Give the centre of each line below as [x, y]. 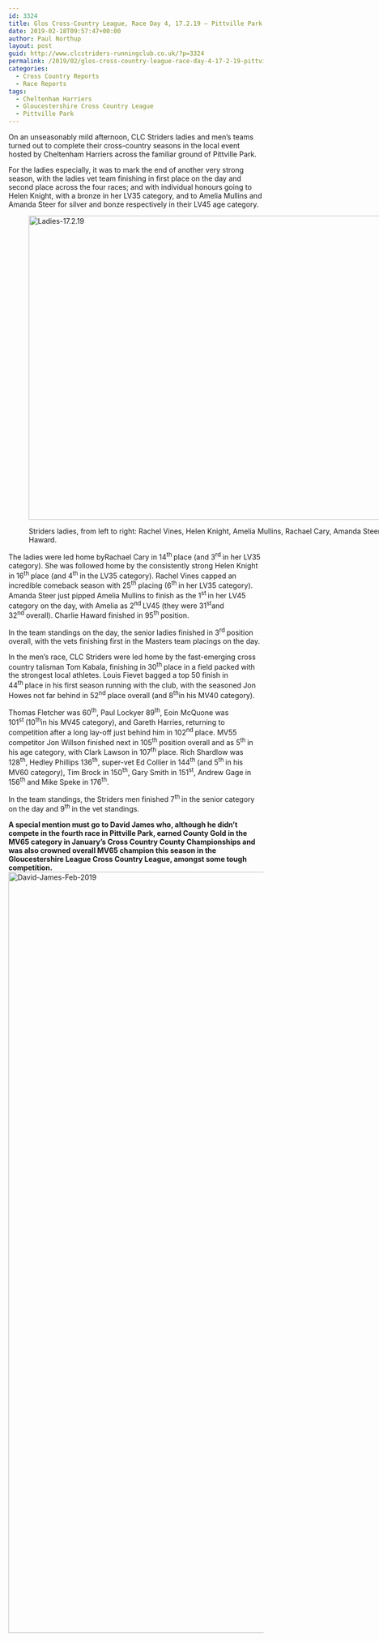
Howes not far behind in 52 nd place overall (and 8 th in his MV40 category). [132, 694]
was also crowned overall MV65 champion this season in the [113, 850]
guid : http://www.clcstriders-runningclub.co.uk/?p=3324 [106, 54]
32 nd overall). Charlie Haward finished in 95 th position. [99, 615]
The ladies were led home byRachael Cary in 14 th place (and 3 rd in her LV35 [134, 556]
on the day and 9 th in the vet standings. [74, 808]
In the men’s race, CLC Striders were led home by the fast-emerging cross [132, 657]
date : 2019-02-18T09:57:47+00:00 [65, 31]
